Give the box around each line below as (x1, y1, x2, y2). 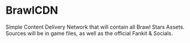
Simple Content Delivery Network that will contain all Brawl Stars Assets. (5, 23, 185, 30)
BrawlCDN (5, 4, 58, 17)
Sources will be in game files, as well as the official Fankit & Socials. (5, 29, 173, 36)
